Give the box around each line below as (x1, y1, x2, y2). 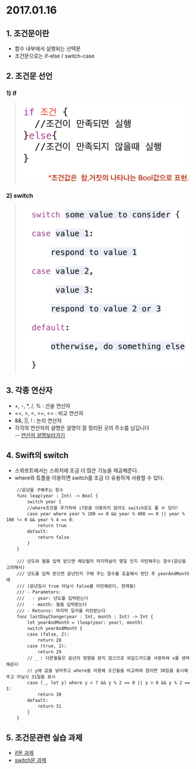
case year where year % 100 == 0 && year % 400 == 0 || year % (27, 511, 185, 517)
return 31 (37, 703, 62, 710)
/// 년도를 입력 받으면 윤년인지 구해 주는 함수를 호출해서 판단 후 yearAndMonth (16, 571, 190, 577)
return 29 (37, 649, 62, 655)
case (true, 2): (27, 643, 67, 649)
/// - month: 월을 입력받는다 (16, 602, 87, 608)
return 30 (37, 691, 62, 698)
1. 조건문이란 (6, 28, 49, 38)
